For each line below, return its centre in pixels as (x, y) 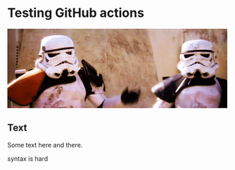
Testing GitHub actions (76, 13)
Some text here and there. (45, 145)
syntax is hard (28, 158)
